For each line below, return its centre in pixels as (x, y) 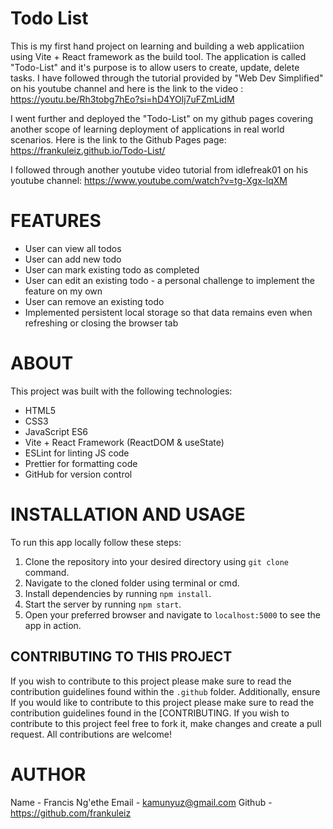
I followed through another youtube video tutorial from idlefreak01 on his (159, 169)
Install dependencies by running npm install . (118, 593)
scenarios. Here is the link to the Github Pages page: (118, 139)
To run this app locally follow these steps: (96, 542)
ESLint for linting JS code (77, 453)
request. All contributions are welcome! (91, 734)
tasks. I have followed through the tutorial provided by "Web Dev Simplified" (167, 78)
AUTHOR (48, 774)
